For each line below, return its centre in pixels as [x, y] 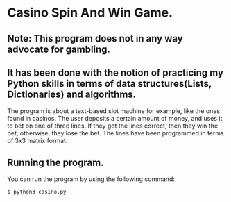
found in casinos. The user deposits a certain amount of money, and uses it [115, 119]
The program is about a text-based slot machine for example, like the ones [114, 111]
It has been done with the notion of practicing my [115, 73]
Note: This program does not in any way [95, 39]
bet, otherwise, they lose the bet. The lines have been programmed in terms [115, 133]
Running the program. [55, 162]
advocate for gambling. [59, 49]
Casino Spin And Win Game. [90, 13]
